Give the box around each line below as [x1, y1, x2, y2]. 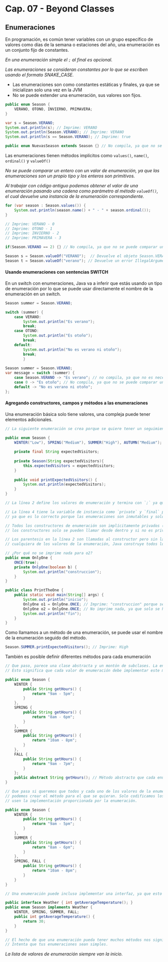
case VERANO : [14, 314, 41, 319]
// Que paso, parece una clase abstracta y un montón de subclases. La [5, 664, 157, 669]
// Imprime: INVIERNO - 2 [5, 231, 59, 236]
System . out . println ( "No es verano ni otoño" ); [23, 347, 122, 352]
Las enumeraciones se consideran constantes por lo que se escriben [5, 66, 148, 72]
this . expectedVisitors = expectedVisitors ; [23, 463, 115, 468]
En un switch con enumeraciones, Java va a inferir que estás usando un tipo [5, 280, 162, 286]
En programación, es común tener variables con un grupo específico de [5, 36, 153, 42]
